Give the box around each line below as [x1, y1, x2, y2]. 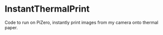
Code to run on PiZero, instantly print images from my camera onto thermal [4, 19, 159, 25]
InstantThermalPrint [4, 3, 90, 15]
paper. [4, 24, 18, 30]
